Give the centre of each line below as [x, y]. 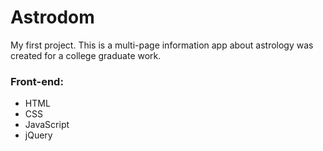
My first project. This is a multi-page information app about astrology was [162, 45]
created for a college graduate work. [86, 55]
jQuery [38, 135]
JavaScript [47, 125]
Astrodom [52, 17]
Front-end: [37, 81]
